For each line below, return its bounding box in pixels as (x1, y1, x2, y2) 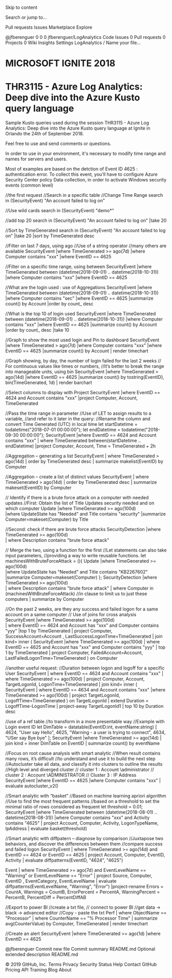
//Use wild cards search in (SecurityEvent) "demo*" (5, 208, 114, 214)
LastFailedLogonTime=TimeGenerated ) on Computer (5, 655, 118, 661)
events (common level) (5, 182, 54, 189)
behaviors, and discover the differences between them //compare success (5, 841, 163, 847)
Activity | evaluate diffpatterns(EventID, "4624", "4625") (5, 857, 123, 863)
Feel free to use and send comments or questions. (5, 140, 112, 147)
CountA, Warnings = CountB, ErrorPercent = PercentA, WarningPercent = (5, 889, 160, 895)
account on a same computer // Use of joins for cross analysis (5, 612, 137, 618)
